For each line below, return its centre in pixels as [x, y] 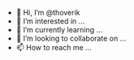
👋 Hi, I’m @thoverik [48, 13]
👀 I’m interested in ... [50, 21]
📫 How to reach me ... [54, 47]
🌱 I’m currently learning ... [59, 30]
